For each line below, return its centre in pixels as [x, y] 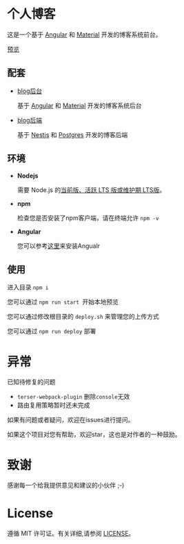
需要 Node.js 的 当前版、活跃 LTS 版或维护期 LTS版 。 [91, 189]
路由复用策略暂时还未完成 [53, 405]
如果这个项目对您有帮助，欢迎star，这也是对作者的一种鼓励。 [94, 435]
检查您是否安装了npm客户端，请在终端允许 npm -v [88, 218]
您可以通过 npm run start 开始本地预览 [63, 302]
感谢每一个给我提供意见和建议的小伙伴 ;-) [66, 485]
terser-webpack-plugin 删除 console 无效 [73, 397]
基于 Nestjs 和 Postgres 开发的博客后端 [72, 134]
